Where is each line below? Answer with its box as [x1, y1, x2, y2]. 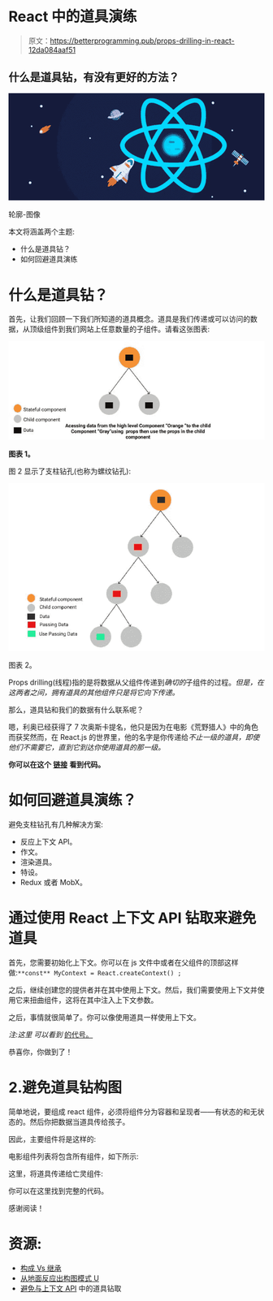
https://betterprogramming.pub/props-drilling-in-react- [50, 36, 236, 45]
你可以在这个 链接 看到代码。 [8, 760, 106, 770]
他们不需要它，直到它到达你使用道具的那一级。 [8, 742, 165, 752]
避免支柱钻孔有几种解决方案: [8, 819, 104, 829]
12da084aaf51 [28, 45, 76, 54]
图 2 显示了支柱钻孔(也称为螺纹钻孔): [8, 466, 132, 476]
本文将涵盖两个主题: [8, 227, 76, 236]
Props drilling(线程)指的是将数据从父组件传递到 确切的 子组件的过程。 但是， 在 [8, 677, 264, 687]
